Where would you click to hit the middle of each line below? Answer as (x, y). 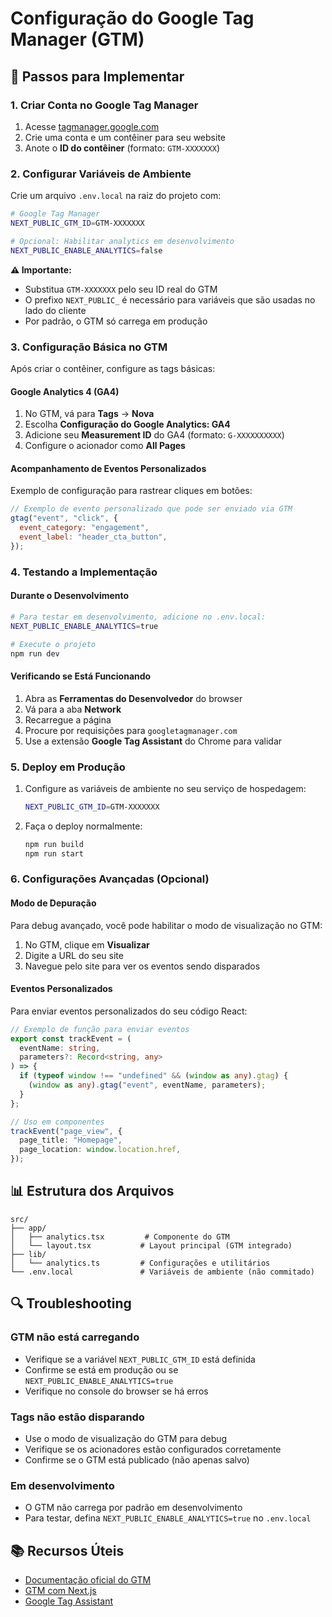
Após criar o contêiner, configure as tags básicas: (113, 368)
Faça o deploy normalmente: (83, 826)
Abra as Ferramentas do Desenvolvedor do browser (133, 698)
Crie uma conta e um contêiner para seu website (125, 137)
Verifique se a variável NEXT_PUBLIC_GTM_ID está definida (140, 1359)
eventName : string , (60, 1048)
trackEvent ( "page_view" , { (66, 1131)
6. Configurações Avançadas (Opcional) (110, 879)
